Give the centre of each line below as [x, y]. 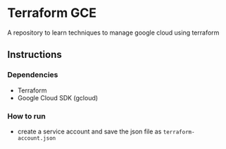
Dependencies [33, 75]
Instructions [34, 55]
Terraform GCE [52, 13]
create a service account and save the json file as [89, 131]
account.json [37, 138]
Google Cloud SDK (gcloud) [58, 97]
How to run [26, 116]
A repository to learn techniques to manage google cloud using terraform [113, 32]
